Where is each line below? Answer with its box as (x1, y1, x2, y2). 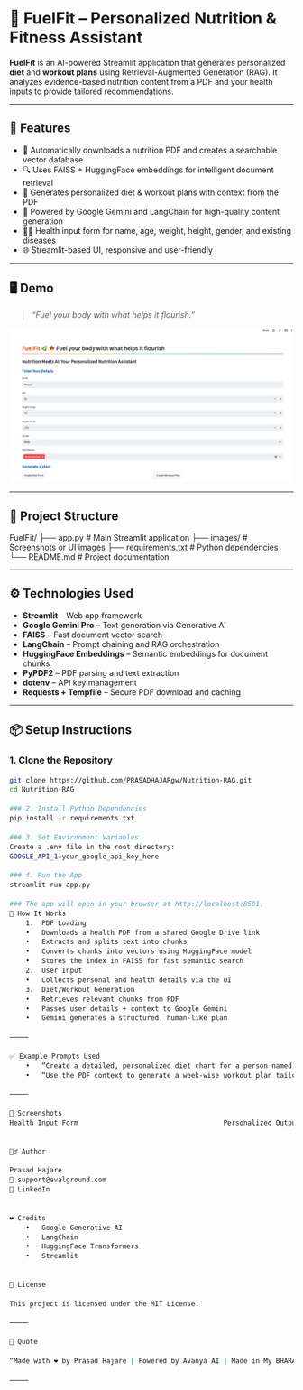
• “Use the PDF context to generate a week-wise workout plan (25, 1070, 272, 1080)
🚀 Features (9, 121, 71, 136)
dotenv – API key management (22, 677, 137, 688)
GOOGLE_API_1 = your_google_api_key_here (9, 852, 160, 861)
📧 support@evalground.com (9, 1175, 106, 1185)
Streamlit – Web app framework (22, 609, 142, 621)
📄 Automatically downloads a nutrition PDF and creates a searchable (22, 144, 278, 155)
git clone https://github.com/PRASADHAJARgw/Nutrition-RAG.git (9, 775, 252, 784)
